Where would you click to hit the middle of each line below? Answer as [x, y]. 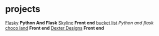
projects [23, 9]
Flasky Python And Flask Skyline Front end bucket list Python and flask [79, 23]
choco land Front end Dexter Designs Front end [54, 28]
